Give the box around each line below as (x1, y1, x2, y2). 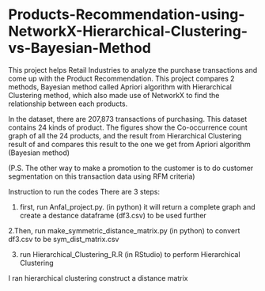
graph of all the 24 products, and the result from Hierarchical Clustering (8, 130, 242, 140)
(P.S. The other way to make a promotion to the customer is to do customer (8, 163, 254, 172)
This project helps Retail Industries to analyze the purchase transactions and (8, 65, 258, 74)
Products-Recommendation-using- (8, 6, 245, 24)
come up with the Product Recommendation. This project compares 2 (8, 74, 235, 83)
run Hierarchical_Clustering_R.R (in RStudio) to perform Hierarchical (19, 249, 240, 259)
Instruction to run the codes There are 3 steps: (8, 187, 161, 196)
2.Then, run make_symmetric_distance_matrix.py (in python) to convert (8, 225, 240, 235)
